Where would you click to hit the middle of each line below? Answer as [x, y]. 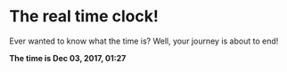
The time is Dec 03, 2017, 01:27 [68, 58]
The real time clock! [84, 16]
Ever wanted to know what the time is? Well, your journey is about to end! [144, 41]
